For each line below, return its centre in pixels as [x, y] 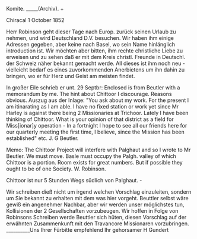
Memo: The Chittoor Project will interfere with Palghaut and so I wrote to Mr [99, 150]
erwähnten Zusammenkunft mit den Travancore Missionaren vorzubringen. [98, 224]
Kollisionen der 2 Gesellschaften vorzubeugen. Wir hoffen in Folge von [92, 211]
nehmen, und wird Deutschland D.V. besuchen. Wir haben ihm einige [90, 38]
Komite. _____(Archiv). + [35, 9]
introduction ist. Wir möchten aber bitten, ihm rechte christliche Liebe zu [95, 51]
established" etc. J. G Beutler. [42, 138]
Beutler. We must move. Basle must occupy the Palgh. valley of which [91, 156]
